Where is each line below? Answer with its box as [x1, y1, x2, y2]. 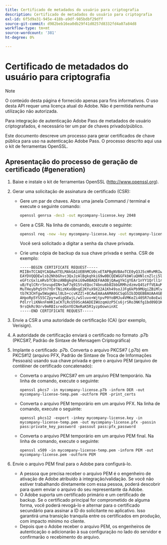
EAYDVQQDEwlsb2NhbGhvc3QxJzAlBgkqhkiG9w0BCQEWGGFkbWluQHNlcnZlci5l [19, 274, 163, 279]
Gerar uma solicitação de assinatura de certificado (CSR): [12, 188, 131, 194]
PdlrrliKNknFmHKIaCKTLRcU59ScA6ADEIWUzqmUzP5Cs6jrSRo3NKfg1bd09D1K [19, 300, 163, 305]
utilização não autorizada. [5, 108, 58, 114]
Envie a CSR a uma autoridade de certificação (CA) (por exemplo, [12, 317, 147, 324]
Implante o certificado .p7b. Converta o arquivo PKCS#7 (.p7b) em [12, 347, 149, 353]
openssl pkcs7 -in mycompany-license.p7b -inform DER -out [19, 388, 145, 393]
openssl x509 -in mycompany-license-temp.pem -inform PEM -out [19, 448, 154, 453]
